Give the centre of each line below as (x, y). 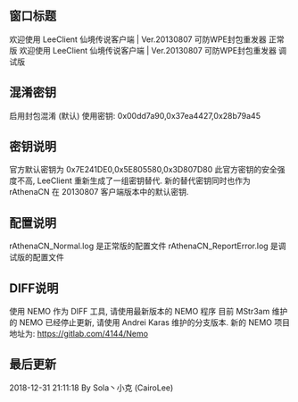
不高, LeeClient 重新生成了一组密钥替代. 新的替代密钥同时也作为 (134, 180)
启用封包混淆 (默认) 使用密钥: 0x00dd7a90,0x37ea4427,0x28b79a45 (135, 115)
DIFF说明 (34, 288)
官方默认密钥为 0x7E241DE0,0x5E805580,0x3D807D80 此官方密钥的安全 (144, 170)
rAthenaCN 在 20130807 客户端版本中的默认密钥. (99, 192)
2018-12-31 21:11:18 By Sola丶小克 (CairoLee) (91, 388)
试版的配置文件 (37, 257)
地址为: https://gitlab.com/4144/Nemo (79, 334)
